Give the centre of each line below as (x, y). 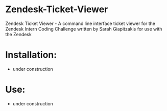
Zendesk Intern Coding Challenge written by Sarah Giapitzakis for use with (84, 29)
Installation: (31, 55)
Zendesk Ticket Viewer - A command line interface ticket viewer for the (80, 23)
